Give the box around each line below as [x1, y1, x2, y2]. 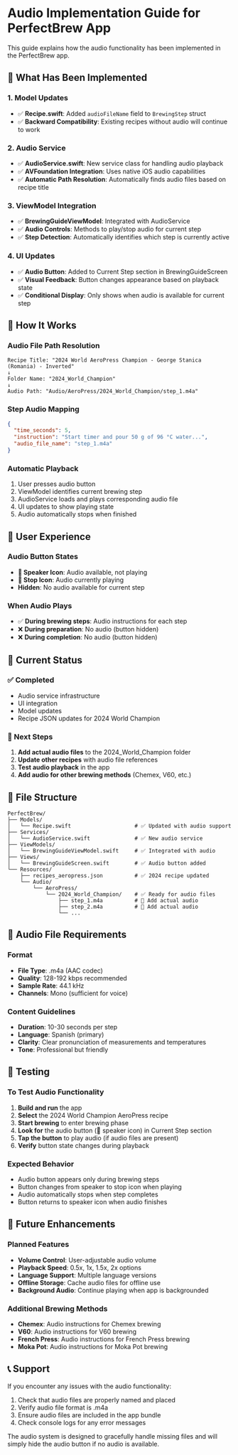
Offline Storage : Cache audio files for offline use [17, 1278, 161, 1287]
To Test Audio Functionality [7, 1087, 104, 1097]
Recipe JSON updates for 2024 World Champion [17, 714, 161, 723]
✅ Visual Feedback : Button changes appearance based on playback [17, 275, 219, 283]
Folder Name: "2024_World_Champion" [7, 375, 116, 383]
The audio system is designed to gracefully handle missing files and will [7, 1432, 218, 1440]
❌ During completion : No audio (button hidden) [17, 633, 158, 642]
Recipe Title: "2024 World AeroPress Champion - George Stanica [7, 357, 202, 364]
